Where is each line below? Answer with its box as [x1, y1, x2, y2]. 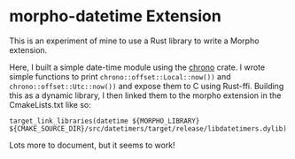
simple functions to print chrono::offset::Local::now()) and [9, 71, 231, 81]
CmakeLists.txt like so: [9, 99, 91, 110]
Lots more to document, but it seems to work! [9, 140, 175, 150]
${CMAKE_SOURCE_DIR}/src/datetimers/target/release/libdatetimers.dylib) [9, 124, 288, 133]
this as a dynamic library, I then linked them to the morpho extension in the [9, 90, 282, 101]
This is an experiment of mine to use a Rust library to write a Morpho [9, 35, 260, 46]
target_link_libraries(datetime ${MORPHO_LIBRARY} [9, 117, 200, 125]
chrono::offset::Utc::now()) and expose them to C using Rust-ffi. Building [9, 80, 284, 91]
